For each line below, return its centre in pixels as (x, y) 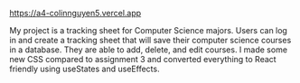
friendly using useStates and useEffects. (84, 69)
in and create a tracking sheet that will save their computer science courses (150, 40)
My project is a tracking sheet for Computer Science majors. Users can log (148, 30)
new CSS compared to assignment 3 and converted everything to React (143, 59)
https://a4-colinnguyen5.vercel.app (75, 13)
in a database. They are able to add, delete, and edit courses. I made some (148, 50)
